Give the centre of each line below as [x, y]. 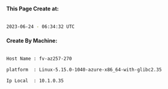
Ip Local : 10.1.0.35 [35, 81]
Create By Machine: [32, 40]
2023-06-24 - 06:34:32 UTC [40, 27]
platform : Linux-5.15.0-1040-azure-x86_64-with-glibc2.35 [84, 70]
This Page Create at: [33, 9]
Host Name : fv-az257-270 [39, 59]
